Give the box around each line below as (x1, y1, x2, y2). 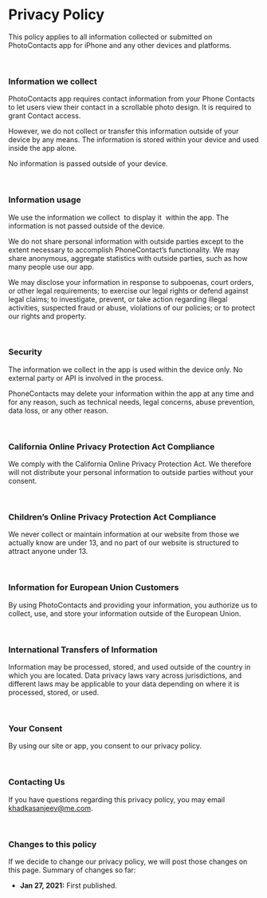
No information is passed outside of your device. (8, 159, 169, 168)
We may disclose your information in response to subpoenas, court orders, (8, 277, 254, 287)
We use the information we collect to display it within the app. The (8, 212, 230, 222)
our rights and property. (8, 311, 87, 321)
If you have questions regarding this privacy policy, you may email (8, 794, 226, 804)
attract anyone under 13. (8, 547, 88, 556)
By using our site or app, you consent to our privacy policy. (8, 741, 202, 751)
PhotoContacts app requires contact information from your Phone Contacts (8, 94, 255, 104)
